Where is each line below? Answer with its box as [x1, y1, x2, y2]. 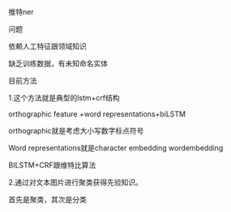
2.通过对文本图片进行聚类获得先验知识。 [8, 177, 143, 187]
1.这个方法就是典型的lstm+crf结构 [8, 93, 120, 103]
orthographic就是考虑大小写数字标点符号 [8, 126, 144, 135]
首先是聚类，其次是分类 [8, 195, 87, 204]
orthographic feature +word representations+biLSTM [8, 109, 186, 119]
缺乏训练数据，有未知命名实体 [8, 59, 108, 68]
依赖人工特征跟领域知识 [8, 41, 87, 51]
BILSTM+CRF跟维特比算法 [8, 160, 96, 170]
